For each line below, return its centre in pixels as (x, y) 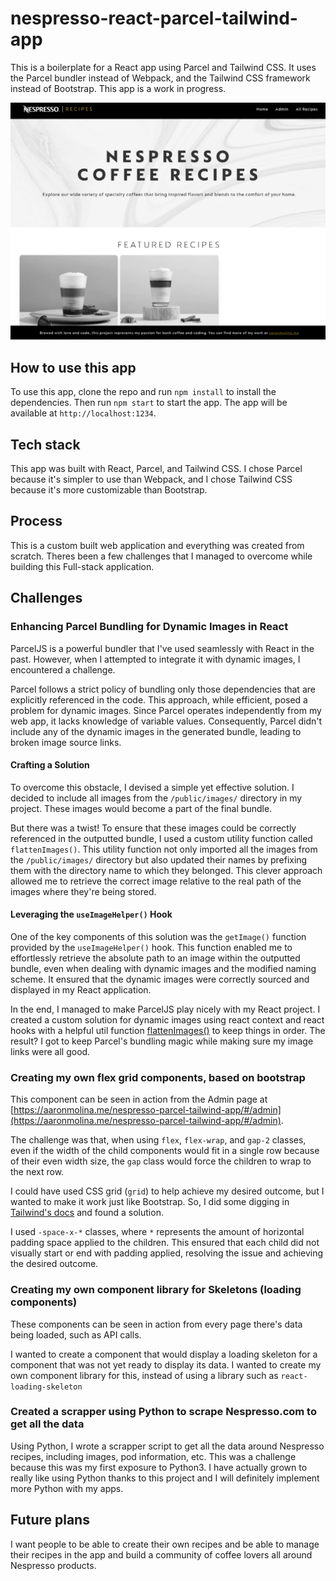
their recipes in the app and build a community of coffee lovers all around (161, 1554)
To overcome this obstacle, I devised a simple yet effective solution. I (152, 787)
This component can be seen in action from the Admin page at (139, 1099)
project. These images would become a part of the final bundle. (141, 808)
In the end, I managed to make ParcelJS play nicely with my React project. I (165, 1009)
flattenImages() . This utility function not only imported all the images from (164, 849)
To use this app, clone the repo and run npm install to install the (143, 392)
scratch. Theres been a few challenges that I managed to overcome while (161, 556)
